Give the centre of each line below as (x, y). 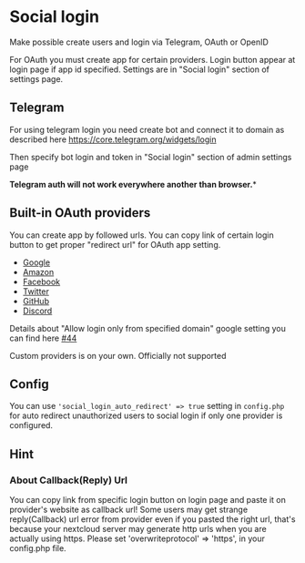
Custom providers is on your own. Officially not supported (118, 355)
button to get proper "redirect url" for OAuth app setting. (115, 244)
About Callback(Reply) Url (69, 480)
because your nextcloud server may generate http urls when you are (138, 529)
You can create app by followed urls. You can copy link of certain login (142, 235)
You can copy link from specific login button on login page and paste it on (148, 500)
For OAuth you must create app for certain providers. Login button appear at (152, 59)
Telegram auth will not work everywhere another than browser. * (133, 184)
